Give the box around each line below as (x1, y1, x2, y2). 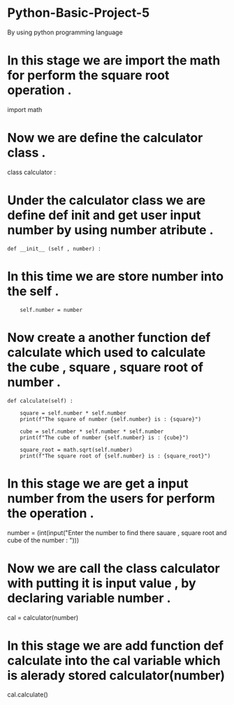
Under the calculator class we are (7, 192, 206, 208)
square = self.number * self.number (20, 409, 127, 417)
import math (7, 105, 43, 113)
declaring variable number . (7, 590, 171, 606)
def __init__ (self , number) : (7, 245, 101, 252)
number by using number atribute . (7, 222, 214, 238)
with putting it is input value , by (7, 575, 196, 591)
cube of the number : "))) (7, 536, 79, 544)
